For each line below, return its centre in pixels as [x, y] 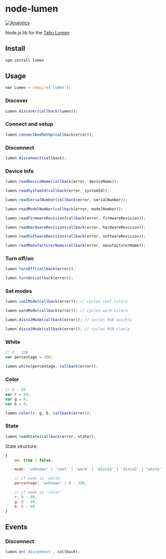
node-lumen [32, 9]
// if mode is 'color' [38, 492]
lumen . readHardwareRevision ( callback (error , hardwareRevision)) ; [75, 227]
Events [16, 527]
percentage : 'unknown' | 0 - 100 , [51, 483]
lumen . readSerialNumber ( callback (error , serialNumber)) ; [67, 200]
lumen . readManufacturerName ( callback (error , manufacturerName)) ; [75, 246]
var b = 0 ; [17, 404]
